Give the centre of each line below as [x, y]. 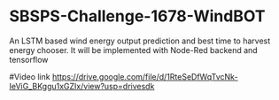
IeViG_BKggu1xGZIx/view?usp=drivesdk [82, 86]
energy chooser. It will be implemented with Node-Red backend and [134, 50]
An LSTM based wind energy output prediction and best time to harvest [140, 41]
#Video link [30, 76]
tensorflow [29, 59]
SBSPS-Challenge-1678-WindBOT [137, 16]
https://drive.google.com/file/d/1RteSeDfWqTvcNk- [145, 76]
